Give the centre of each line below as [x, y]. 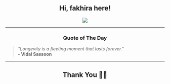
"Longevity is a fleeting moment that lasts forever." [71, 49]
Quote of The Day [85, 38]
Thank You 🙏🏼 [85, 75]
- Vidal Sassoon [35, 54]
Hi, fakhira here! [85, 8]
